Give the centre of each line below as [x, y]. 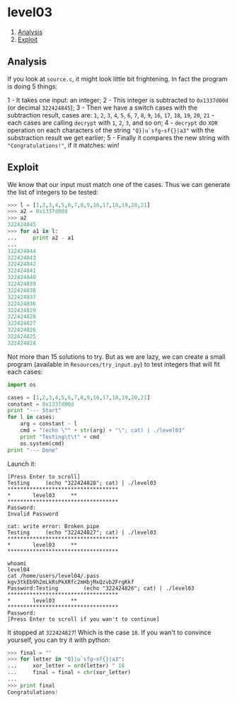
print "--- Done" [33, 450]
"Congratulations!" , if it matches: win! [63, 145]
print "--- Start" [34, 411]
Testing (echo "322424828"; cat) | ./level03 [82, 483]
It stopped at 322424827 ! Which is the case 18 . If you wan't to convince [109, 632]
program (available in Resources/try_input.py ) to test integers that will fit [114, 364]
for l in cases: [31, 417]
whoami [17, 564]
